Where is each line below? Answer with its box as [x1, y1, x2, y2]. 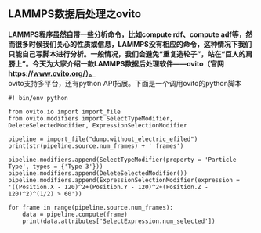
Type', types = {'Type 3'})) [8, 163, 103, 170]
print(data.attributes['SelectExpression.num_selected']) [22, 217, 216, 225]
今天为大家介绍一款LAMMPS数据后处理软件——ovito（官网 [32, 59, 225, 68]
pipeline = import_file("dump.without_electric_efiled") [8, 135, 198, 143]
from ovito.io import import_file [8, 108, 121, 116]
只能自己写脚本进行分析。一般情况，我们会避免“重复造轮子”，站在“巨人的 [8, 49, 246, 59]
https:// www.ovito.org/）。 [8, 69, 96, 78]
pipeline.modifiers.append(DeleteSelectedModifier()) [8, 169, 188, 177]
